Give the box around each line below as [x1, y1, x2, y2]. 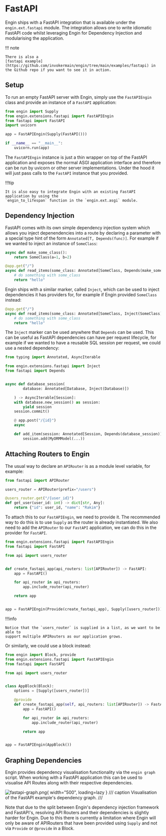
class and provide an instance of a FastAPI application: [5, 99, 117, 105]
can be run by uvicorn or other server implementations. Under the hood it [5, 165, 155, 171]
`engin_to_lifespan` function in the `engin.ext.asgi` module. [5, 198, 138, 203]
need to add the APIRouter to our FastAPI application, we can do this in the [5, 524, 157, 530]
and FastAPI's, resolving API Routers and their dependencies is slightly [5, 810, 149, 816]
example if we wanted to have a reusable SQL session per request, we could [5, 340, 161, 346]
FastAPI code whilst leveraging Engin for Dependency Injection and [5, 30, 142, 36]
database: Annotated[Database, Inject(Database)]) [23, 386, 129, 391]
